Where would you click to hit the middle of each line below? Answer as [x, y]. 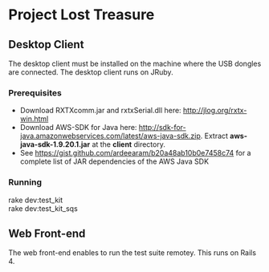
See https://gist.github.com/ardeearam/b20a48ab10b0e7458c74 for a [135, 153]
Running [25, 182]
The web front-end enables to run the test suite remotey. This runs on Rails [132, 253]
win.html [34, 119]
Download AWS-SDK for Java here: [78, 128]
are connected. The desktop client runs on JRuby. [91, 72]
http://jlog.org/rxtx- [215, 111]
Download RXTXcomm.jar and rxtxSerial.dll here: [101, 111]
